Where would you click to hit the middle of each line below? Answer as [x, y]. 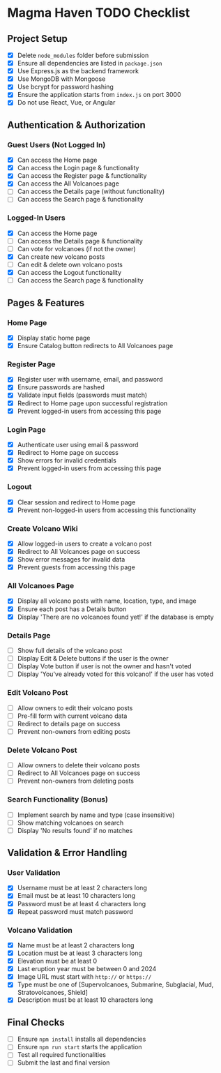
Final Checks [36, 1022]
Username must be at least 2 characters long [82, 888]
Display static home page [54, 338]
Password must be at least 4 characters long [82, 903]
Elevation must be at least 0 [57, 961]
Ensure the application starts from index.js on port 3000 [99, 95]
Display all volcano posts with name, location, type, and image [107, 601]
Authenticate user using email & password [78, 444]
